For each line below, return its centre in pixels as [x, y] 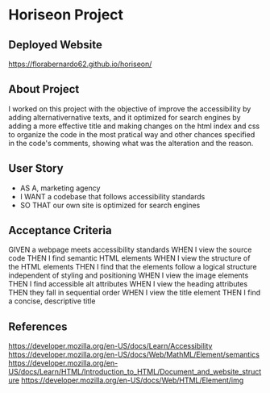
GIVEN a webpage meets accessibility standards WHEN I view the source [130, 250]
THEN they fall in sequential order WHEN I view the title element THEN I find [135, 293]
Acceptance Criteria [60, 230]
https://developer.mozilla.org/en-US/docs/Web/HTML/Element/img [133, 380]
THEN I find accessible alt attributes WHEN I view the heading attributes [128, 284]
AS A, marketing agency [60, 188]
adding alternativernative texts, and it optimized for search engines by [125, 117]
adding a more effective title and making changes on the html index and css [134, 126]
